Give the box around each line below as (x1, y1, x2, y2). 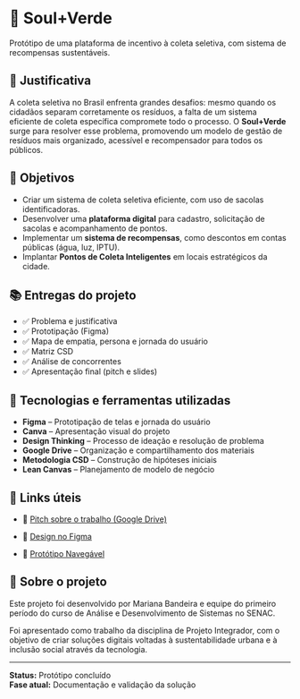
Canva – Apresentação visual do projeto (21, 426, 171, 437)
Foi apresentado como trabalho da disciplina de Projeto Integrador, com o (9, 625, 280, 635)
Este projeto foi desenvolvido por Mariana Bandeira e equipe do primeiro (9, 598, 277, 609)
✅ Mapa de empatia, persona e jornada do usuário (21, 336, 208, 347)
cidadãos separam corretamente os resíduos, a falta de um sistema (9, 107, 257, 117)
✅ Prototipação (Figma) (21, 326, 110, 337)
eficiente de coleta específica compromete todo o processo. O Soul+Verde (9, 115, 287, 126)
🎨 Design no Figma (21, 532, 92, 541)
